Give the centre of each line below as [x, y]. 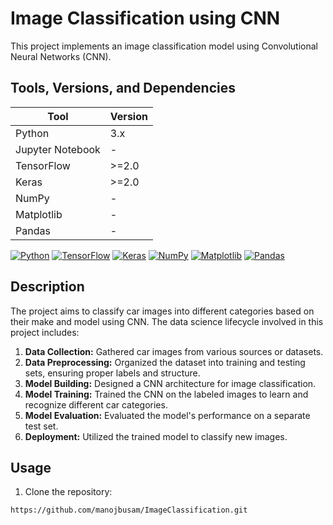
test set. [41, 426]
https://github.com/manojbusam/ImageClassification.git [129, 510]
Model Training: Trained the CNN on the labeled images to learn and [166, 394]
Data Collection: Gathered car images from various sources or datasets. [174, 351]
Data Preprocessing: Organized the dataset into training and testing [165, 362]
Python [32, 133]
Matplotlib [39, 214]
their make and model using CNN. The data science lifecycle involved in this [167, 321]
